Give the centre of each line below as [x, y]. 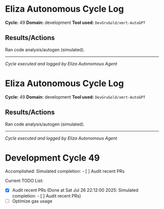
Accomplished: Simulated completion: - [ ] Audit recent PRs [65, 171]
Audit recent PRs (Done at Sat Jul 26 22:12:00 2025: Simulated [75, 190]
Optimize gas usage [32, 201]
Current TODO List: [24, 181]
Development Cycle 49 [52, 158]
